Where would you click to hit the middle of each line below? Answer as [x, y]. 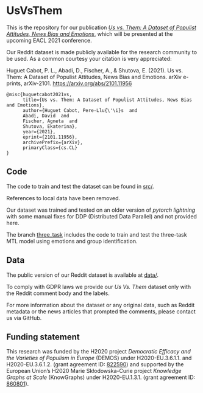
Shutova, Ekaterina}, [50, 126]
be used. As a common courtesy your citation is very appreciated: [89, 58]
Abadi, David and [46, 116]
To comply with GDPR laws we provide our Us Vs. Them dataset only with [99, 287]
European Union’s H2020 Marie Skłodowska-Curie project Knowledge [94, 371]
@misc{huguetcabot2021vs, [39, 94]
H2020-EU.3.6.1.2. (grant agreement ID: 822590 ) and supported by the [95, 364]
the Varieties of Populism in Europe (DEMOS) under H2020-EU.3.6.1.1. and [99, 358]
